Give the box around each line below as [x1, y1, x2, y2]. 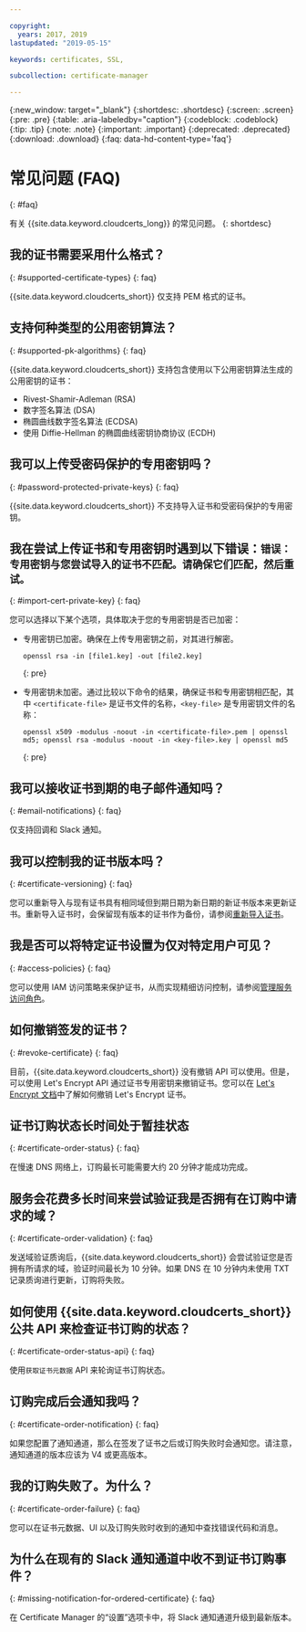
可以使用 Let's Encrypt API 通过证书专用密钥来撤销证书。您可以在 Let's [9, 1077, 275, 1088]
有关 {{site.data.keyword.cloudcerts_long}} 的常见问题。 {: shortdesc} [9, 218, 272, 229]
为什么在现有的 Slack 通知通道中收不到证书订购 [9, 1552, 275, 1567]
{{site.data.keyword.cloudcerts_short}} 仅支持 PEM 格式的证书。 [9, 290, 251, 301]
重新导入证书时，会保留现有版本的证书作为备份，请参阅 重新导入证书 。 [25, 908, 289, 919]
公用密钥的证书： [9, 375, 74, 386]
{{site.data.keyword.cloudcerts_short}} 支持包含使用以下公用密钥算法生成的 [9, 363, 293, 374]
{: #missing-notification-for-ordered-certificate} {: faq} [9, 1593, 216, 1604]
